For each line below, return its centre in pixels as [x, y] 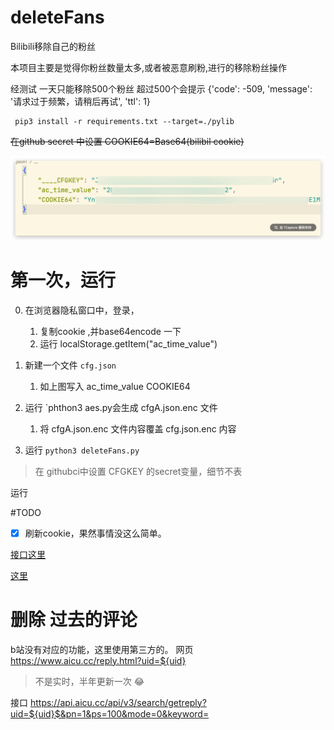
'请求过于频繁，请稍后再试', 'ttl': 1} [80, 101]
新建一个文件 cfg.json [70, 365]
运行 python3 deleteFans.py [82, 450]
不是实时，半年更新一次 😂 [89, 681]
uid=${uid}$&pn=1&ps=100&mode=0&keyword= [110, 713]
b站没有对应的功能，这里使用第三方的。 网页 [102, 649]
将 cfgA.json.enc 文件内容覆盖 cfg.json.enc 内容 [138, 428]
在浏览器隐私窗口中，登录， [82, 310]
